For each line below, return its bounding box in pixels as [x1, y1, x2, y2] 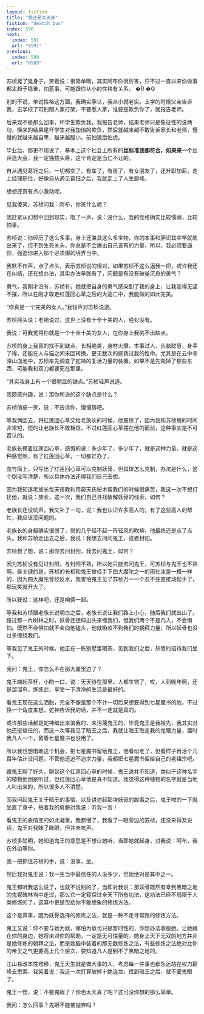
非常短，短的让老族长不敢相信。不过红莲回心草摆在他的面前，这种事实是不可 [6, 424, 198, 431]
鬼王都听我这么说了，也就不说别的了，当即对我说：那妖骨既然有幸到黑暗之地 [6, 883, 198, 891]
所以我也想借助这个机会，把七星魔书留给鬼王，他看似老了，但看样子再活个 [6, 747, 192, 754]
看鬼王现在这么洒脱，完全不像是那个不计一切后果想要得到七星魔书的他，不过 [6, 698, 198, 706]
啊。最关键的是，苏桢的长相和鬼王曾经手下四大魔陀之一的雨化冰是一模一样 [6, 568, 192, 575]
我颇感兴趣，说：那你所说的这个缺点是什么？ [6, 391, 118, 398]
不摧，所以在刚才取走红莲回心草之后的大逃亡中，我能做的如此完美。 [6, 290, 177, 297]
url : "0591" [12, 43, 42, 49]
